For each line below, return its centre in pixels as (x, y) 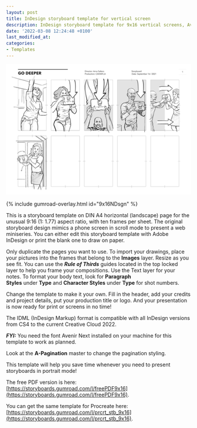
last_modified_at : (28, 37)
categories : (21, 43)
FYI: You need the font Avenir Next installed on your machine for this (89, 335)
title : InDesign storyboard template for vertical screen (78, 18)
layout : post (22, 12)
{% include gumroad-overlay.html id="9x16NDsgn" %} (72, 204)
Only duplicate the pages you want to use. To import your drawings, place (95, 251)
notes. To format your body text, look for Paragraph (69, 277)
